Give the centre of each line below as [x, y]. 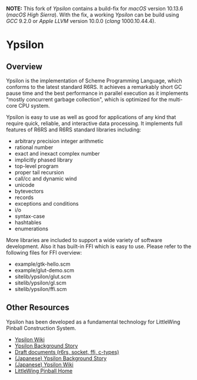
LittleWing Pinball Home [44, 371]
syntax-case [30, 216]
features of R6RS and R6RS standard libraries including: [74, 130]
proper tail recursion [39, 172]
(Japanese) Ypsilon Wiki [44, 364]
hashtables [28, 222]
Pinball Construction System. [41, 328]
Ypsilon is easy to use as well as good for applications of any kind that [91, 117]
